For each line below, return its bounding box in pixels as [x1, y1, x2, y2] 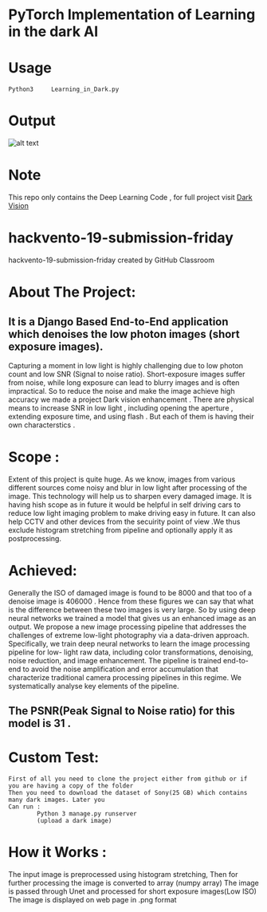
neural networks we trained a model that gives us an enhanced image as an [8, 613, 257, 623]
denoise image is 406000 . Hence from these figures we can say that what [8, 596, 254, 606]
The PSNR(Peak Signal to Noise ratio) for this [8, 704, 235, 718]
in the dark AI [8, 22, 99, 41]
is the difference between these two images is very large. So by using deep [8, 604, 256, 615]
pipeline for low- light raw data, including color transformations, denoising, [8, 647, 253, 657]
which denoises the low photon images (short [8, 327, 241, 340]
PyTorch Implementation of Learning [8, 6, 256, 24]
